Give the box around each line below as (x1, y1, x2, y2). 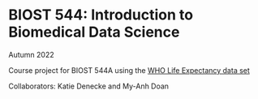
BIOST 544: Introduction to (8, 6, 193, 24)
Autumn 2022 (8, 49, 54, 59)
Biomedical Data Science (8, 23, 180, 41)
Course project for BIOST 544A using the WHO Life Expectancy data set (8, 65, 250, 75)
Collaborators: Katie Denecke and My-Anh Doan (8, 81, 169, 91)
